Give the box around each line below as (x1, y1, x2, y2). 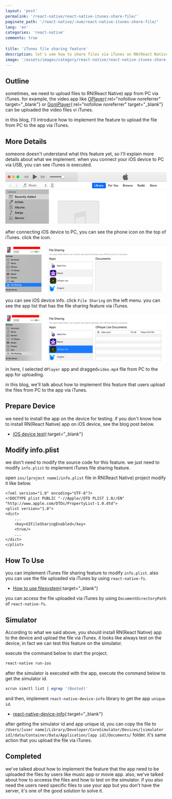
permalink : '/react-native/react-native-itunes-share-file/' (5, 13, 139, 19)
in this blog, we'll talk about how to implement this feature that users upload (5, 381, 165, 388)
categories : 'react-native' (5, 30, 66, 35)
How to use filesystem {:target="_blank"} (12, 585, 98, 591)
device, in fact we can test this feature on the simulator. (5, 640, 122, 646)
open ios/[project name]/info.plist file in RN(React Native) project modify (5, 475, 166, 481)
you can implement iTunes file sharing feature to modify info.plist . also (5, 570, 159, 576)
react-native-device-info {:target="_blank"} (12, 711, 103, 717)
